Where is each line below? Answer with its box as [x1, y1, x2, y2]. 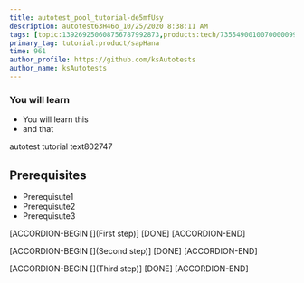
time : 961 [9, 47, 47, 56]
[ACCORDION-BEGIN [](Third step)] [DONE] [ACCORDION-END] [9, 263, 249, 274]
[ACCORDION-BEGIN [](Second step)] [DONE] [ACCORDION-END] [9, 245, 258, 256]
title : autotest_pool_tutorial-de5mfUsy [9, 13, 165, 23]
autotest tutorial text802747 [9, 141, 113, 152]
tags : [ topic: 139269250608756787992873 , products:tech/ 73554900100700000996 [9, 30, 301, 39]
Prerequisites [9, 167, 87, 183]
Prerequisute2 [22, 201, 76, 212]
